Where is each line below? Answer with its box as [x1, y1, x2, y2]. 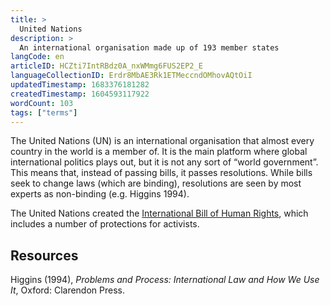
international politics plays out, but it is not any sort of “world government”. [10, 156, 319, 168]
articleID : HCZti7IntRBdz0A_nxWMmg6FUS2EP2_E [10, 61, 203, 71]
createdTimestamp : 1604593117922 [10, 89, 150, 99]
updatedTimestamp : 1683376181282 [10, 80, 150, 90]
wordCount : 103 [10, 98, 74, 108]
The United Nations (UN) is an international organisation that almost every [10, 135, 315, 147]
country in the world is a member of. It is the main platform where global [10, 146, 308, 158]
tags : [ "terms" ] [10, 107, 78, 118]
